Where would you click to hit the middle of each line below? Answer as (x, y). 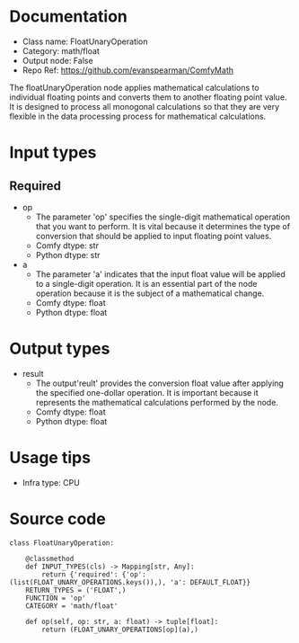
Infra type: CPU (51, 482)
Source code (57, 519)
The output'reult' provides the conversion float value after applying (160, 383)
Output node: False (57, 60)
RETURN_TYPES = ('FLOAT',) (76, 590)
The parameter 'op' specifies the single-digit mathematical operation (163, 217)
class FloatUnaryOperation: (62, 543)
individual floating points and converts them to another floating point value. (148, 97)
